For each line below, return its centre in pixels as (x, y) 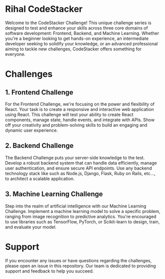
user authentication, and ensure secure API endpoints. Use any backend (79, 168)
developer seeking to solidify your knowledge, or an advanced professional (82, 43)
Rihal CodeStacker (44, 9)
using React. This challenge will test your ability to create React (69, 114)
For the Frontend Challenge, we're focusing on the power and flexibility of (80, 104)
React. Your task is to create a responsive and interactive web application (80, 109)
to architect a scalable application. (40, 178)
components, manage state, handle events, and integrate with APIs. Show (80, 120)
